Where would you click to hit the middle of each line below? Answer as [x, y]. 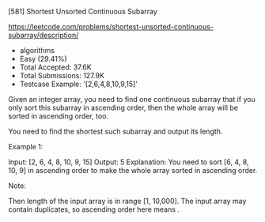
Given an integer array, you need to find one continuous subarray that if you [132, 99]
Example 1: [26, 147]
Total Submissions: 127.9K [62, 75]
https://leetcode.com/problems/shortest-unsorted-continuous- [111, 26]
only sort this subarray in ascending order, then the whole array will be [123, 107]
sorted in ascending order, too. [59, 116]
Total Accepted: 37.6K [56, 67]
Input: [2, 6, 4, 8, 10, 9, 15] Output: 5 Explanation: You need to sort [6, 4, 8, [129, 162]
